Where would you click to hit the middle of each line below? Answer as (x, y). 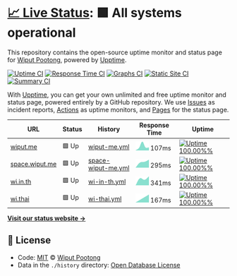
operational (42, 33)
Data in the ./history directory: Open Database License (99, 265)
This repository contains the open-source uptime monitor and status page (115, 52)
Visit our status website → (47, 218)
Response (154, 125)
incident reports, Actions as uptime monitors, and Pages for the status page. (118, 109)
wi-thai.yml (105, 198)
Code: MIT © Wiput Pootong (59, 257)
